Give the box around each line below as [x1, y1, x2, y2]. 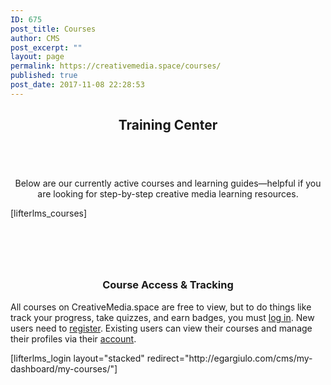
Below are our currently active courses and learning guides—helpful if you [14, 177, 322, 189]
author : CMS [10, 33, 60, 43]
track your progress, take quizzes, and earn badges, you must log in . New [10, 311, 315, 323]
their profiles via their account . [10, 332, 137, 345]
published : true [10, 71, 78, 81]
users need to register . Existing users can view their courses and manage [10, 322, 313, 334]
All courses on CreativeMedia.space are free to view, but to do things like [10, 301, 312, 313]
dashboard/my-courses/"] [10, 362, 118, 375]
